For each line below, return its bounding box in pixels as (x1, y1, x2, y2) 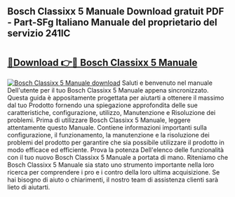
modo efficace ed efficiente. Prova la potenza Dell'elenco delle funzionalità (7, 146, 224, 154)
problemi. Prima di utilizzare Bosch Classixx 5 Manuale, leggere (7, 116, 191, 124)
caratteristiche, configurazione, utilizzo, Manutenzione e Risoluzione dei (7, 109, 216, 116)
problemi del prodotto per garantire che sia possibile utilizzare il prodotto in (7, 138, 224, 147)
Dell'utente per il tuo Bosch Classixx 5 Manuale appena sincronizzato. (7, 86, 209, 94)
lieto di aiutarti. (7, 183, 51, 191)
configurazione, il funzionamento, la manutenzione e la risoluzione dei (7, 131, 210, 139)
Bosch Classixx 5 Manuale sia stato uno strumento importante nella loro (7, 161, 215, 169)
